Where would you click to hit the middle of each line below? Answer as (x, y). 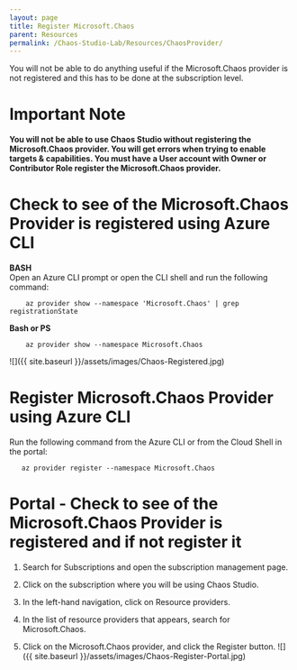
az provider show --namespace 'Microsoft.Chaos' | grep (133, 304)
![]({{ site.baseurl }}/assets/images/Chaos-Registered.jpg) (117, 362)
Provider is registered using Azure (140, 224)
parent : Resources (44, 34)
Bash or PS (30, 328)
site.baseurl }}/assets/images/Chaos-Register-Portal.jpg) (140, 656)
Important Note (67, 115)
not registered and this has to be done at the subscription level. (126, 78)
